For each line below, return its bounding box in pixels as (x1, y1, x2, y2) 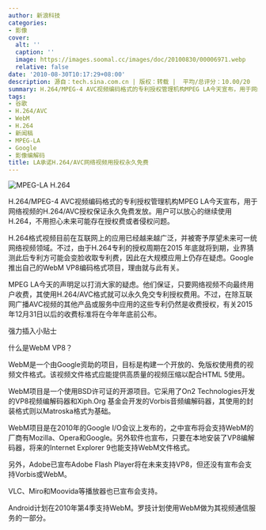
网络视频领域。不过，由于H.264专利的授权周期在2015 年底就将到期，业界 (8, 243, 248, 253)
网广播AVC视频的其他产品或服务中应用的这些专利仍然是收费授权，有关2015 (8, 300, 253, 309)
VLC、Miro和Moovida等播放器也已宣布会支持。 (8, 486, 162, 496)
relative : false (15, 63, 69, 71)
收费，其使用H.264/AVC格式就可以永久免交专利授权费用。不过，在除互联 (14, 290, 253, 299)
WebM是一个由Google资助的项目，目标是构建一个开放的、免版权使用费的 (8, 360, 247, 369)
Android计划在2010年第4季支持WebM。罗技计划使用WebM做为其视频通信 (8, 503, 249, 513)
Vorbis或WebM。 (14, 470, 71, 479)
